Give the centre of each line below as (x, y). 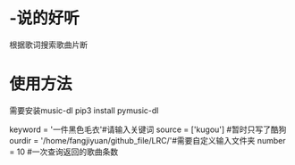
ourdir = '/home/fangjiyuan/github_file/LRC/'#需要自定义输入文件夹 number (147, 140)
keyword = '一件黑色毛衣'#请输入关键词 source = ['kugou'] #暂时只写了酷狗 (148, 129)
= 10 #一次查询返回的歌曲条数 (64, 152)
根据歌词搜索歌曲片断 (48, 45)
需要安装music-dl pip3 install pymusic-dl (84, 110)
